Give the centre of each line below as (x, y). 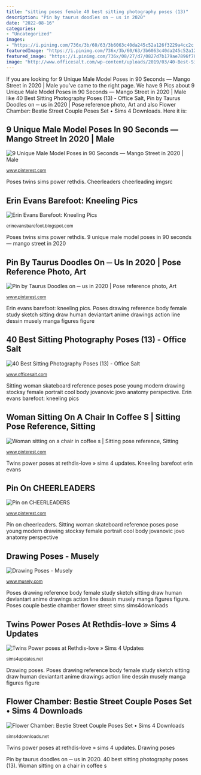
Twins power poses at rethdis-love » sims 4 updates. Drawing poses (91, 747)
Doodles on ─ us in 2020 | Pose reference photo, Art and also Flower (91, 104)
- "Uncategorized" (29, 34)
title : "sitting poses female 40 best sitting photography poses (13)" (97, 12)
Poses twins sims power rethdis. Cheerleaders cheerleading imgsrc (89, 182)
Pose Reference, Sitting (51, 427)
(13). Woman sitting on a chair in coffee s (57, 765)
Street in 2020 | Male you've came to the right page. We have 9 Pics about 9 (100, 85)
